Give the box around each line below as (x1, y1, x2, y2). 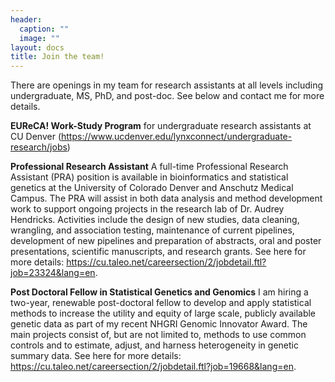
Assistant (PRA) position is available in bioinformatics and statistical (10, 171, 289, 183)
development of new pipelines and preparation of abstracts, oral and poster (10, 235, 322, 247)
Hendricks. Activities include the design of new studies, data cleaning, (10, 214, 300, 226)
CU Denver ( (10, 131, 62, 143)
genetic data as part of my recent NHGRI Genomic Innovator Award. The (10, 318, 308, 330)
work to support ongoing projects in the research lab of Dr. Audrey (10, 203, 285, 215)
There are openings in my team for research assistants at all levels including (10, 79, 324, 91)
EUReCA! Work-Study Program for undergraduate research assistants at (10, 120, 312, 132)
